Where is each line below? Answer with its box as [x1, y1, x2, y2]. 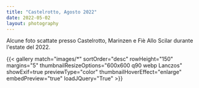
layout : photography [6, 20, 59, 26]
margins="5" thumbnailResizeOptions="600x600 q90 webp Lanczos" [6, 62, 182, 69]
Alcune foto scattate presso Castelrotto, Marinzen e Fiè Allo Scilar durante [6, 37, 193, 45]
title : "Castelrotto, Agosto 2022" [6, 9, 97, 15]
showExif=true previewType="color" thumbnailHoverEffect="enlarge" [6, 68, 182, 76]
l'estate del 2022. [6, 43, 51, 51]
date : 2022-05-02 [6, 15, 51, 21]
